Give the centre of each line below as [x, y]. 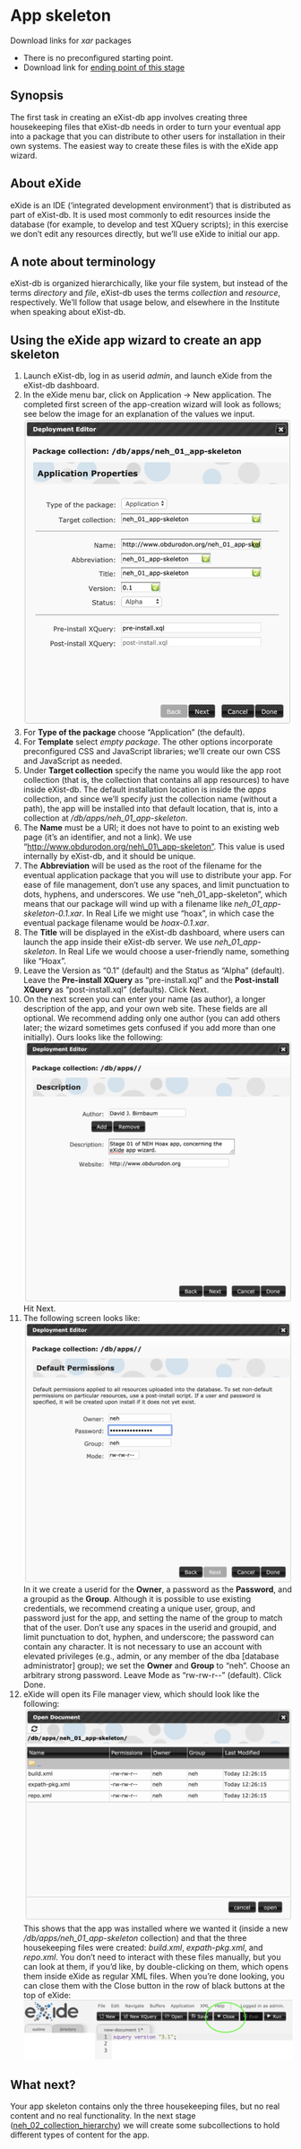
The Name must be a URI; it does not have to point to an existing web [151, 827]
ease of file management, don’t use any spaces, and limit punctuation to [156, 884]
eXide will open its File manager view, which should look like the [141, 1694]
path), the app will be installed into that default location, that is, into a [150, 808]
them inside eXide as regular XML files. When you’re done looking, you [154, 1976]
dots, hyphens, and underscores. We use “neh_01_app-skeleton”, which [155, 894]
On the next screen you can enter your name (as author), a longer [144, 999]
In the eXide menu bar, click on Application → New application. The [147, 395]
